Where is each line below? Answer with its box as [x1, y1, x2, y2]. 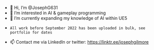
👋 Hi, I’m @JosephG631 [9, 5, 58, 10]
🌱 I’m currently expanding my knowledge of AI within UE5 [9, 15, 127, 21]
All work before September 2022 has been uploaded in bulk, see [9, 26, 146, 31]
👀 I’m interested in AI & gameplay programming [9, 10, 106, 16]
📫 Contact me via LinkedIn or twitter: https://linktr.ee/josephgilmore [9, 39, 149, 45]
